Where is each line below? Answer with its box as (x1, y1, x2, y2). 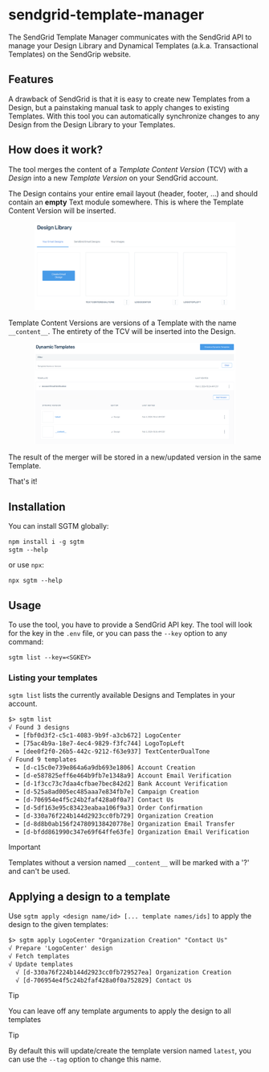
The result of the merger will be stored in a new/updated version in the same (8, 452, 262, 462)
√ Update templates (8, 960, 74, 969)
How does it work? (8, 143, 104, 157)
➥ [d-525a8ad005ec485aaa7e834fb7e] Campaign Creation (15, 788, 199, 796)
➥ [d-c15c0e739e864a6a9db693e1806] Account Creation (15, 764, 196, 772)
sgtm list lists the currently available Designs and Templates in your (8, 691, 235, 700)
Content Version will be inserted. (8, 205, 116, 215)
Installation (8, 500, 66, 513)
